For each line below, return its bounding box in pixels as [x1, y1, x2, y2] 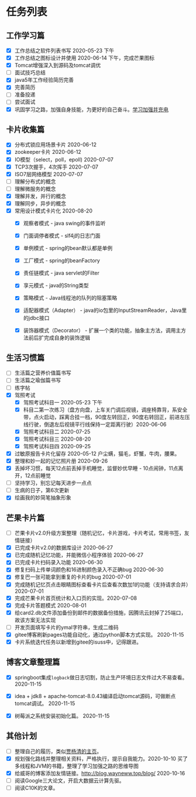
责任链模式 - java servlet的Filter [23, 270, 99, 277]
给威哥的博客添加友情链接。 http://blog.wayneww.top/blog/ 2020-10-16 [14, 769, 185, 777]
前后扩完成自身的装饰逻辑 [28, 334, 91, 341]
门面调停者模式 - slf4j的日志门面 [23, 232, 101, 239]
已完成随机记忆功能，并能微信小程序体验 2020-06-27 [14, 551, 143, 559]
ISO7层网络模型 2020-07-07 [14, 170, 83, 177]
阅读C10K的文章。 [14, 785, 59, 791]
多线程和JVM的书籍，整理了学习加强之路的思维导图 [14, 762, 139, 769]
